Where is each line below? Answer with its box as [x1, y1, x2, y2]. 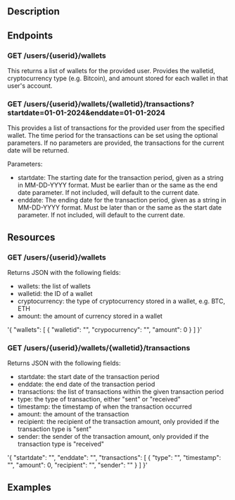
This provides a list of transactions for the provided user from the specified [7, 124, 225, 132]
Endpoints [7, 30, 53, 41]
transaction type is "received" [17, 440, 104, 449]
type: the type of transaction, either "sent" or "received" [17, 395, 181, 404]
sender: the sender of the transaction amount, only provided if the [17, 432, 209, 441]
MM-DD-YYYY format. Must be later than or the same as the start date [17, 203, 222, 212]
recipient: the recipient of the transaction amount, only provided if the [17, 418, 220, 426]
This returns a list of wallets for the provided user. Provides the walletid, [7, 67, 216, 75]
